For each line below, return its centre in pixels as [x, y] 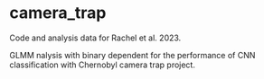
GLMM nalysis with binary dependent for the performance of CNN [132, 55]
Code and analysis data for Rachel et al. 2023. [95, 38]
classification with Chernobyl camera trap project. [103, 65]
